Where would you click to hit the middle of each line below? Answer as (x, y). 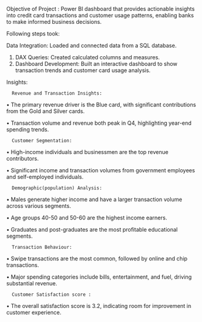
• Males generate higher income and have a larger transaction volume (94, 199)
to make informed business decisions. (54, 22)
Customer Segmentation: (42, 141)
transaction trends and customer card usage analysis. (83, 70)
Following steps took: (33, 34)
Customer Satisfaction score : (52, 295)
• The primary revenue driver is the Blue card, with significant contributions (101, 104)
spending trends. (28, 130)
